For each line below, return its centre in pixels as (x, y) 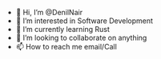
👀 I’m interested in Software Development (85, 21)
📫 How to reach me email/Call (66, 47)
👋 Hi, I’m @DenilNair (49, 12)
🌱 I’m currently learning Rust (63, 29)
